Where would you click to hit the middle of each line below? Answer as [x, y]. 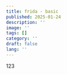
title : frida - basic [32, 11]
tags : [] [17, 33]
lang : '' [17, 50]
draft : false [22, 44]
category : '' [22, 38]
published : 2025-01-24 [33, 17]
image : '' [18, 28]
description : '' [26, 22]
